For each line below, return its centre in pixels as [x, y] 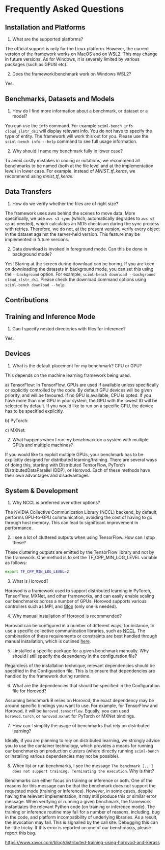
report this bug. [21, 833]
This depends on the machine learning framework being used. [68, 375]
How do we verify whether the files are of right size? [65, 204]
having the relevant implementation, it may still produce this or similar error [81, 796]
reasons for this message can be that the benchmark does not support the [80, 786]
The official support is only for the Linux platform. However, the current [77, 49]
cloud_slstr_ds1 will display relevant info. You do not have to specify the [79, 131]
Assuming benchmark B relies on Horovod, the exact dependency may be [80, 701]
